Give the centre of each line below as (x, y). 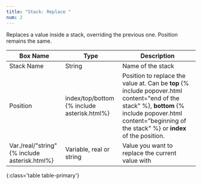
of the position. (144, 136)
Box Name (34, 56)
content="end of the (151, 98)
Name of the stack (148, 65)
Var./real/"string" (33, 145)
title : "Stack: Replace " (38, 12)
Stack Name (26, 65)
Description (158, 56)
